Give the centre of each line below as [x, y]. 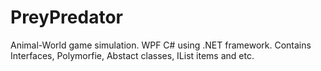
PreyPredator [66, 17]
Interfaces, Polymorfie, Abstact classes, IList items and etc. [132, 55]
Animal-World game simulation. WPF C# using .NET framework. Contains [161, 45]
